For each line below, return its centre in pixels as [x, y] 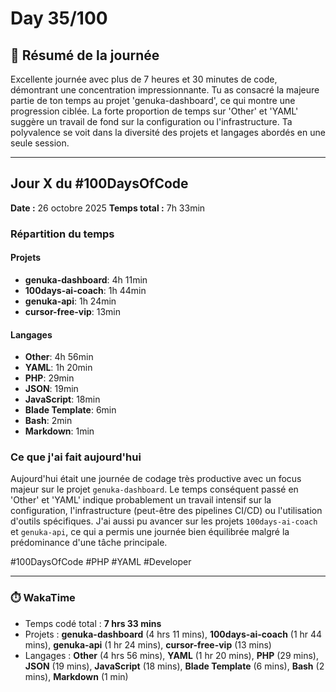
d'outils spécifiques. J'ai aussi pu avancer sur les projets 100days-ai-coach [164, 521]
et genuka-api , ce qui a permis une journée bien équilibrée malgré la [150, 532]
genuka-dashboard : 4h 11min [86, 279]
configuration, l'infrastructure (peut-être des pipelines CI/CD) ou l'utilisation [166, 511]
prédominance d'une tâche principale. [89, 543]
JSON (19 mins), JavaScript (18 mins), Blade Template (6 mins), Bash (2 [174, 666]
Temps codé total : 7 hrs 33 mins [93, 623]
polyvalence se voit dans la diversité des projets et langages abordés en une [168, 132]
